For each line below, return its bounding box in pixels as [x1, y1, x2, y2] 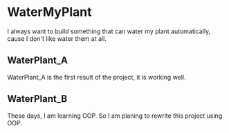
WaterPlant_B [7, 93, 68, 105]
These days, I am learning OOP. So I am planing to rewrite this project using [7, 112, 223, 120]
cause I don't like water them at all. [7, 34, 107, 42]
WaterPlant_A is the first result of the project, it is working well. [7, 73, 186, 81]
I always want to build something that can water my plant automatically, [7, 27, 211, 35]
